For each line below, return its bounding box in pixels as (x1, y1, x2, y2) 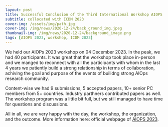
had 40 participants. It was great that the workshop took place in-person (5, 54, 155, 60)
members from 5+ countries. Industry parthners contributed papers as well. (5, 90, 161, 96)
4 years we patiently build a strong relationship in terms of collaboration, (5, 64, 155, 70)
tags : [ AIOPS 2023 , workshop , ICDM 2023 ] (5, 35, 93, 40)
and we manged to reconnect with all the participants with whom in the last (5, 59, 160, 65)
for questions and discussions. (5, 101, 69, 107)
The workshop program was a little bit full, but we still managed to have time (5, 95, 163, 101)
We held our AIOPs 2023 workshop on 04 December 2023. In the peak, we (5, 48, 160, 55)
